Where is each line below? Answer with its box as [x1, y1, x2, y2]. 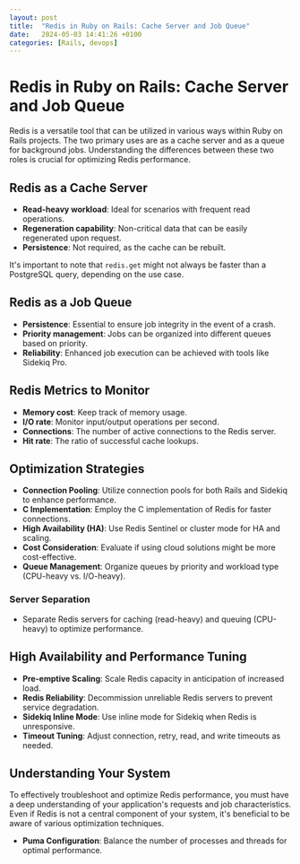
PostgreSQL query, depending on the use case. [9, 269, 184, 279]
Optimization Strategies [9, 461, 145, 476]
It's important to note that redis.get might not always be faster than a [9, 259, 267, 270]
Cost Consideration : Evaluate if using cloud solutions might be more [21, 542, 276, 553]
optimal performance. [21, 845, 103, 856]
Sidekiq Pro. [21, 356, 67, 368]
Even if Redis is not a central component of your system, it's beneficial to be [9, 808, 290, 819]
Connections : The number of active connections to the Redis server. [21, 425, 277, 436]
